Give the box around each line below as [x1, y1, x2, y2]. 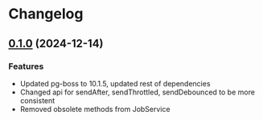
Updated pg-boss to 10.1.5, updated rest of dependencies [19, 78, 211, 88]
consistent [19, 95, 55, 105]
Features [8, 61, 44, 72]
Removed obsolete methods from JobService [19, 104, 171, 114]
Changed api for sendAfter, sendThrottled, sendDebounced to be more [19, 87, 256, 97]
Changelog [8, 5, 84, 23]
